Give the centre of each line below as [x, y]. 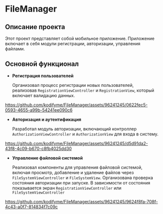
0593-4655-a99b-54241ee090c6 [39, 110]
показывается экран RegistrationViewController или [67, 188]
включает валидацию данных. [44, 95]
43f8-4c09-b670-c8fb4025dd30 [38, 148]
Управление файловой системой [47, 158]
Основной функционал [42, 64]
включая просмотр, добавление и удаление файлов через [73, 172]
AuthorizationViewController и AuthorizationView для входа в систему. [85, 134]
